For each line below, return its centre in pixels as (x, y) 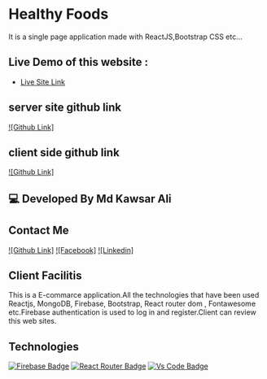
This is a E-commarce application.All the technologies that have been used (134, 295)
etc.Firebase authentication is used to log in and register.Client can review (132, 312)
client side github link (64, 152)
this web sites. (33, 321)
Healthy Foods (59, 14)
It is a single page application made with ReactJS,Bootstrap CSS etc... (125, 37)
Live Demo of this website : (79, 62)
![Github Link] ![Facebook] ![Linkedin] (71, 250)
